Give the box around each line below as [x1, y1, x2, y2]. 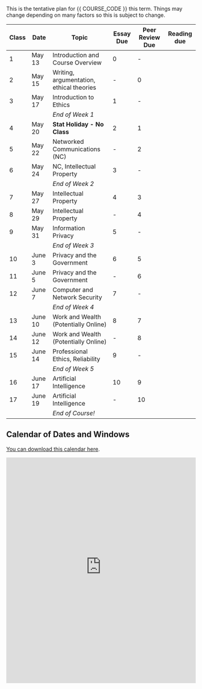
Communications [52, 145, 101, 153]
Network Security [52, 293, 102, 301]
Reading [168, 29, 192, 38]
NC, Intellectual [52, 162, 96, 170]
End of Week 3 [52, 241, 94, 249]
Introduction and [52, 51, 99, 59]
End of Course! [52, 409, 95, 417]
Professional [52, 347, 88, 356]
